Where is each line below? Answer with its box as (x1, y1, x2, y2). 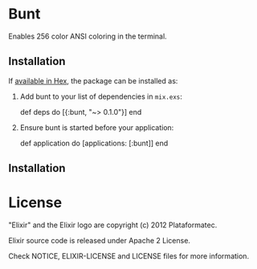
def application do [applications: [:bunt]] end (19, 138, 169, 148)
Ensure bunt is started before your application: (19, 122, 174, 132)
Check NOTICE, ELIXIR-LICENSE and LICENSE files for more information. (8, 251, 250, 261)
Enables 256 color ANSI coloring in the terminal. (8, 31, 167, 41)
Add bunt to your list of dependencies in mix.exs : (19, 92, 183, 101)
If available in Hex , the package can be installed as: (8, 75, 178, 85)
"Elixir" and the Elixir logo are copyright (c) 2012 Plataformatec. (8, 220, 218, 230)
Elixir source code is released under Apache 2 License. (8, 236, 191, 246)
